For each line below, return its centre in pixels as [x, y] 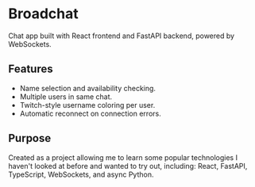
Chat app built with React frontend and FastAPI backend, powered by [122, 36]
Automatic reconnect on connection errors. [90, 113]
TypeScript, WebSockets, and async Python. [81, 174]
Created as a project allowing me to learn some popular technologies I [123, 157]
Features [31, 69]
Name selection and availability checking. [88, 88]
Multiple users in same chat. [66, 97]
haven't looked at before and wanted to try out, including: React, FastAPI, [128, 166]
